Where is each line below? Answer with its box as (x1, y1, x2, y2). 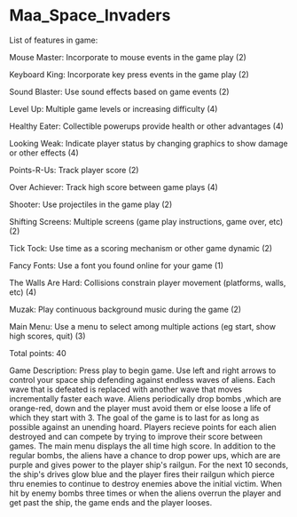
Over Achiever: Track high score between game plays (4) (9, 181, 219, 192)
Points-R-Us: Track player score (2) (9, 164, 139, 175)
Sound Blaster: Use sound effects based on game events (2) (9, 86, 230, 97)
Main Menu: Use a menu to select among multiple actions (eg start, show (9, 321, 277, 331)
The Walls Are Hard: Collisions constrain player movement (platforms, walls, (9, 277, 286, 288)
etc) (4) (9, 286, 37, 298)
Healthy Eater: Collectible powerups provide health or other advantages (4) (9, 121, 284, 131)
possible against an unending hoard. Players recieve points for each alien (9, 421, 277, 432)
